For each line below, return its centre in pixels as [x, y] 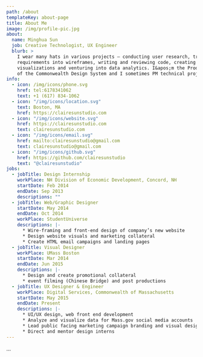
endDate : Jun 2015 [40, 264]
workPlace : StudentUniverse [52, 220]
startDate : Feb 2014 [43, 186]
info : [13, 79]
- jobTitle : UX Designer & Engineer [58, 286]
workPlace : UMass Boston [48, 253]
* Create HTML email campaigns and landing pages [86, 242]
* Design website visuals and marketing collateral [89, 236]
